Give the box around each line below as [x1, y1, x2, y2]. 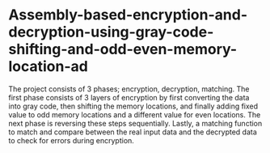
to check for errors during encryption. [8, 135, 135, 145]
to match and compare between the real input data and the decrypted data [8, 127, 257, 137]
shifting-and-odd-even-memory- [8, 40, 238, 58]
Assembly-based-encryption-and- [8, 6, 248, 24]
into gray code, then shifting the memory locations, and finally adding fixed [8, 101, 259, 111]
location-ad [8, 57, 89, 76]
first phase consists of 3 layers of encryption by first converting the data [8, 92, 250, 102]
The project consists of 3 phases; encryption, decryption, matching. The [8, 83, 250, 94]
